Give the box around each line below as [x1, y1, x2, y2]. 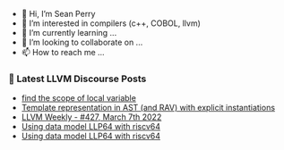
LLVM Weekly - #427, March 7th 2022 [21, 112, 162, 122]
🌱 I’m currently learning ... [21, 28, 117, 37]
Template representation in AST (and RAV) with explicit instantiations [21, 103, 275, 113]
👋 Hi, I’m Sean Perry [21, 9, 96, 19]
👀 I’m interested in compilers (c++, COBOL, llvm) [21, 18, 201, 29]
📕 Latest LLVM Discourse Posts [8, 72, 147, 85]
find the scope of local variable [21, 93, 136, 104]
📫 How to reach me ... [21, 47, 105, 57]
